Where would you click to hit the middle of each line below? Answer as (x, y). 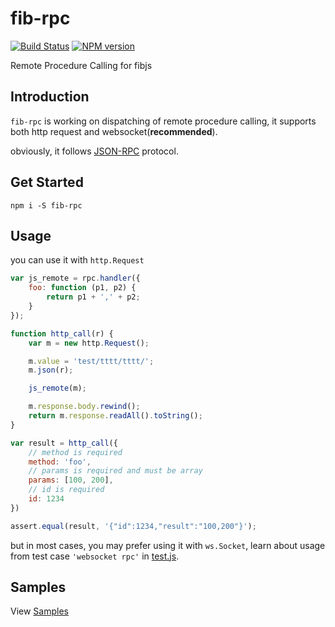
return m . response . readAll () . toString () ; (115, 416)
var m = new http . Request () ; (89, 343)
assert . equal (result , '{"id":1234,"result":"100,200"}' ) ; (133, 526)
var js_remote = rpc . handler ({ (75, 278)
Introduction (50, 97)
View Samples (39, 611)
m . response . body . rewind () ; (84, 407)
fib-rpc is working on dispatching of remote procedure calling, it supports (163, 121)
